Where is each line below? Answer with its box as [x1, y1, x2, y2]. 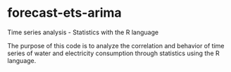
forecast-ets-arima [7, 5, 122, 21]
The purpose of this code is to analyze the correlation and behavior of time [7, 41, 225, 50]
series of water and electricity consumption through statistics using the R [7, 49, 220, 57]
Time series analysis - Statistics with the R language [7, 28, 159, 36]
